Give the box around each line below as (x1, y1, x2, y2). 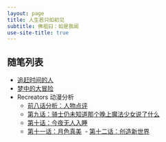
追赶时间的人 (16, 76, 54, 84)
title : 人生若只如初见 (7, 16, 65, 23)
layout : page (7, 10, 45, 17)
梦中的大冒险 (16, 84, 54, 93)
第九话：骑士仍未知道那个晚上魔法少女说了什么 (27, 110, 160, 119)
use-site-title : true (7, 29, 69, 36)
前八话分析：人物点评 (27, 102, 88, 110)
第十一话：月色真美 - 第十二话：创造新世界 (27, 128, 150, 136)
